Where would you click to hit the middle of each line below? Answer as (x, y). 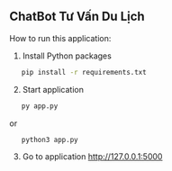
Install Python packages (67, 56)
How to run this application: (60, 38)
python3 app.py (50, 139)
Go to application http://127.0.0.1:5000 (92, 157)
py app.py (40, 106)
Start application (53, 89)
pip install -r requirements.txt (84, 72)
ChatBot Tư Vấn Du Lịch (77, 17)
